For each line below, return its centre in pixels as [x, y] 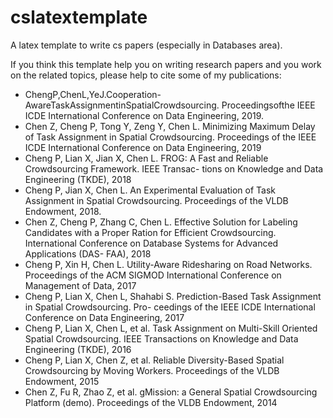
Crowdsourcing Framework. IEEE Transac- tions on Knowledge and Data [174, 168]
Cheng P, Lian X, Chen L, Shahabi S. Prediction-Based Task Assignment [173, 296]
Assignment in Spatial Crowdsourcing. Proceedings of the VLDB [156, 200]
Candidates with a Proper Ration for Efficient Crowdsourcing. [150, 232]
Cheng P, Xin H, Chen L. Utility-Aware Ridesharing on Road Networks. [168, 264]
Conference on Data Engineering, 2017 [104, 317]
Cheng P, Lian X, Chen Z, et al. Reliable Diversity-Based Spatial [154, 360]
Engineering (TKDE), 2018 [78, 179]
